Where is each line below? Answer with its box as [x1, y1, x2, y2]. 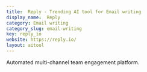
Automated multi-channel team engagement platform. [6, 58, 140, 66]
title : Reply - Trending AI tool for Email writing [6, 8, 142, 15]
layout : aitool [6, 43, 45, 49]
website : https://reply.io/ [6, 37, 77, 43]
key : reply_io [6, 31, 42, 37]
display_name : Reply [6, 14, 61, 20]
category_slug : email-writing [6, 25, 83, 32]
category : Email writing [6, 20, 69, 26]
